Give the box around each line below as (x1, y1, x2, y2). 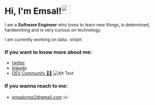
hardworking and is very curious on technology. (4, 27, 102, 33)
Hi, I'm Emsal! (4, 5, 62, 17)
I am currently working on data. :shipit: (4, 36, 83, 42)
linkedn (11, 65, 27, 71)
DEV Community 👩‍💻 (11, 70, 53, 76)
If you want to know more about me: (4, 49, 92, 55)
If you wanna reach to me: (4, 82, 68, 89)
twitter (11, 60, 25, 66)
